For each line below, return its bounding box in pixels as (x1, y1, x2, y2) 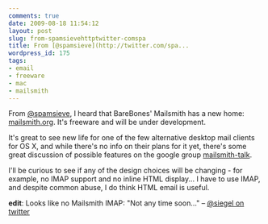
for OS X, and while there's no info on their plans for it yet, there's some (8, 142, 247, 151)
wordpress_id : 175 (8, 49, 70, 57)
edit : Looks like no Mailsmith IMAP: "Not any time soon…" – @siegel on (8, 198, 245, 208)
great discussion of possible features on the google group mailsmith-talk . (8, 150, 253, 160)
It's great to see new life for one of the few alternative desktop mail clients (8, 133, 256, 143)
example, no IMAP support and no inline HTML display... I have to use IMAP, (8, 174, 261, 184)
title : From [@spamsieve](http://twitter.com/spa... (8, 42, 190, 50)
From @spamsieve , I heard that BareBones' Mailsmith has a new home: (8, 109, 245, 118)
